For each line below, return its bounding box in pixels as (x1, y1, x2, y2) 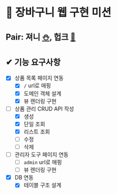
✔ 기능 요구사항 (5, 57, 61, 67)
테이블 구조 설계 (23, 181, 62, 189)
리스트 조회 (23, 128, 50, 135)
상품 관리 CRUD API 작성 (14, 105, 74, 112)
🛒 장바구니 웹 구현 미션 (5, 5, 112, 20)
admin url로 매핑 (23, 159, 62, 166)
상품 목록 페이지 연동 (14, 74, 64, 82)
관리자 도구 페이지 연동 (14, 151, 69, 159)
